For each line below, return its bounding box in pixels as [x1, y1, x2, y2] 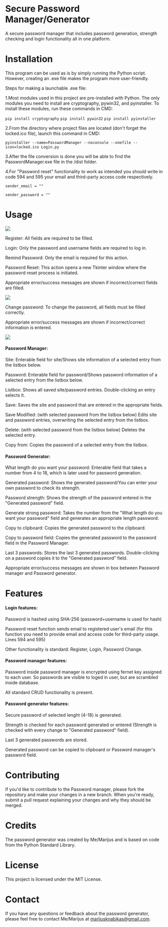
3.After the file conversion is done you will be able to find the [5, 153, 131, 159]
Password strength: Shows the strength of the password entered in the [5, 495, 151, 501]
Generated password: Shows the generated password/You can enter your [5, 480, 158, 486]
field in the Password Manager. [5, 540, 69, 546]
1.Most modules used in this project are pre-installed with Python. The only [5, 95, 160, 101]
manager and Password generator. [5, 570, 77, 576]
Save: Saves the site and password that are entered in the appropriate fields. [5, 402, 163, 408]
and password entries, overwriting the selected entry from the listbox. [5, 417, 149, 423]
